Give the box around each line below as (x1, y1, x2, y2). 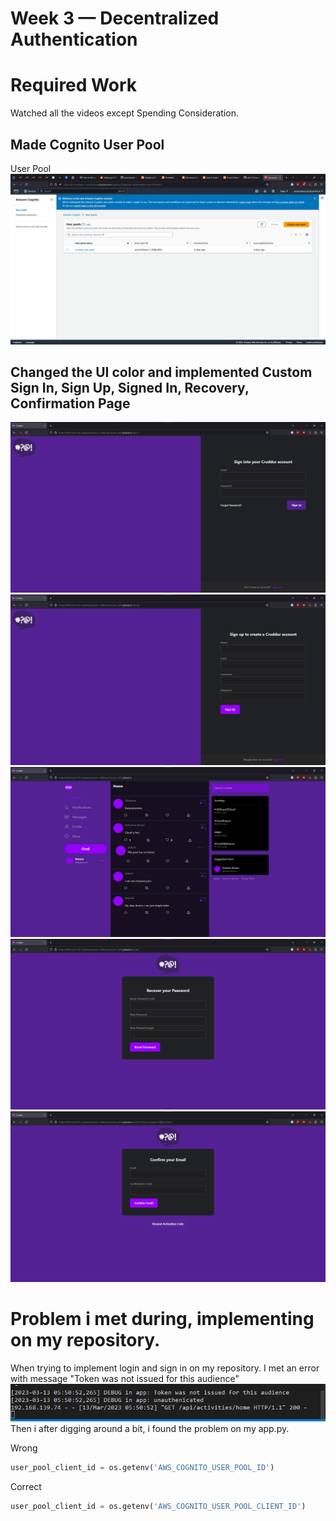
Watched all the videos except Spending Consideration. (10, 107, 239, 119)
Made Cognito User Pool (10, 136, 165, 153)
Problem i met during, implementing (10, 1307, 315, 1330)
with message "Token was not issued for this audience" (10, 1372, 240, 1384)
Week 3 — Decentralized (10, 7, 220, 30)
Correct (10, 1481, 42, 1493)
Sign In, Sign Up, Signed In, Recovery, (10, 380, 250, 396)
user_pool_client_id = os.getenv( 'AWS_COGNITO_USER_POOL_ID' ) (10, 1463, 275, 1473)
